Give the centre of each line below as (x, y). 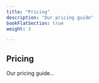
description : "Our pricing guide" (50, 18)
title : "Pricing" (28, 12)
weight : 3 (19, 29)
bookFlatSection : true (35, 23)
